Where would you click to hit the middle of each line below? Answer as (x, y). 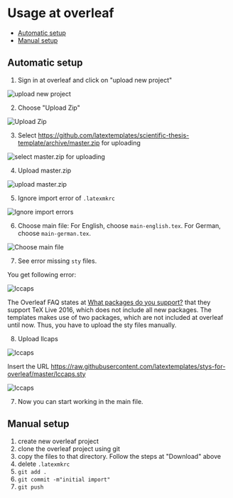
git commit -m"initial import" (64, 479)
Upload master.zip (44, 170)
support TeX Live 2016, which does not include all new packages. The (109, 310)
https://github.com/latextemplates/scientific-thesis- (114, 135)
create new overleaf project (58, 441)
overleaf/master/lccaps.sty (47, 374)
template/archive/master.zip (59, 142)
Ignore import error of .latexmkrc (66, 198)
